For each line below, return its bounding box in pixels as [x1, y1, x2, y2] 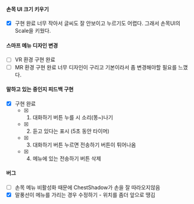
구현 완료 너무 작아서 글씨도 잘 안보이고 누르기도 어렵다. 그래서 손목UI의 [14, 20, 180, 27]
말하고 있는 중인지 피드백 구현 [6, 86, 74, 93]
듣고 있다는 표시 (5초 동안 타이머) [32, 128, 110, 135]
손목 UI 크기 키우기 [6, 5, 49, 12]
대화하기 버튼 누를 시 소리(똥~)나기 [32, 113, 113, 121]
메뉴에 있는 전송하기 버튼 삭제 [32, 155, 101, 162]
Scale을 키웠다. [14, 27, 51, 34]
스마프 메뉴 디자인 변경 [6, 42, 58, 49]
